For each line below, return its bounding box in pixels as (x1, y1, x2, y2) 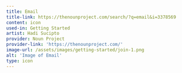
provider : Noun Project (6, 36, 65, 42)
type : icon (6, 58, 33, 64)
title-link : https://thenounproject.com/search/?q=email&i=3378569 (6, 14, 177, 20)
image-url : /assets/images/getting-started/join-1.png (6, 47, 145, 53)
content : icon (6, 19, 41, 25)
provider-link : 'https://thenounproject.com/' (6, 42, 123, 48)
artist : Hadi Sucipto (6, 31, 60, 36)
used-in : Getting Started (6, 25, 70, 31)
